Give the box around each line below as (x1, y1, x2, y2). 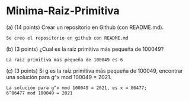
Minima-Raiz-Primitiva (6, 4, 120, 18)
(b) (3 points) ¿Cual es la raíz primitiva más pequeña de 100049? (6, 45, 164, 53)
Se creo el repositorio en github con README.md (6, 35, 129, 41)
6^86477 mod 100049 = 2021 (6, 90, 73, 96)
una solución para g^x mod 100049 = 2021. (6, 73, 112, 80)
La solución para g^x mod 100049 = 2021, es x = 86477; (6, 84, 147, 91)
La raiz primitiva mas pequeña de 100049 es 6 (6, 57, 123, 63)
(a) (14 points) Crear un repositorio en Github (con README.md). (6, 24, 164, 31)
